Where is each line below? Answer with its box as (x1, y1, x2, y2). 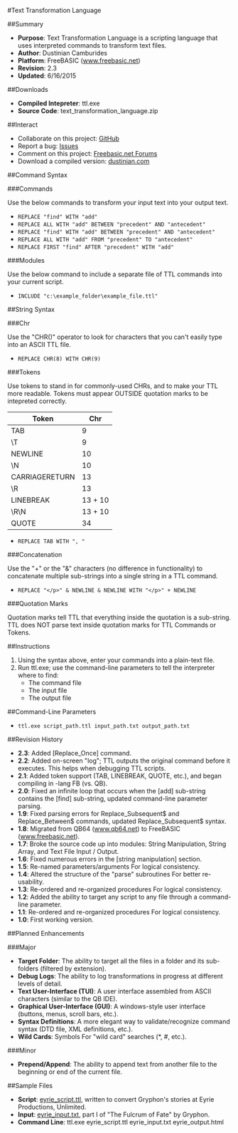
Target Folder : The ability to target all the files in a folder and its (17, 957, 205, 965)
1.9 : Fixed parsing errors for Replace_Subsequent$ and (17, 810, 180, 818)
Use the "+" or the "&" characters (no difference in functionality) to (7, 564, 203, 573)
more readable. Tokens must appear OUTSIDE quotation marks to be (7, 390, 208, 397)
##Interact (7, 120, 38, 129)
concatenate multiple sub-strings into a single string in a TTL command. (7, 572, 218, 580)
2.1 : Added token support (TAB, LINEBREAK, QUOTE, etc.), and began (17, 772, 222, 780)
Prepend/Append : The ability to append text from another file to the (17, 1060, 217, 1068)
